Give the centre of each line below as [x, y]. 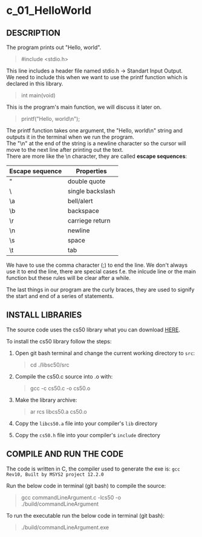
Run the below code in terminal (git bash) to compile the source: [86, 486]
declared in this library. [35, 83]
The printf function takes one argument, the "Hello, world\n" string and [95, 130]
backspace [83, 211]
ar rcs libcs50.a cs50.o [58, 411]
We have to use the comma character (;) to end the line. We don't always [97, 265]
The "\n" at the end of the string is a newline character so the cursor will [96, 143]
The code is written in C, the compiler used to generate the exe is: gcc [93, 469]
